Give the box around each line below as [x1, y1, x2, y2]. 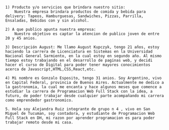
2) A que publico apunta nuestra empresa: [5, 27, 96, 32]
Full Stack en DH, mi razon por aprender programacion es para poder [5, 115, 155, 120]
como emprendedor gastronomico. [5, 98, 73, 103]
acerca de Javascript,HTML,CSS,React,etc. [5, 67, 96, 72]
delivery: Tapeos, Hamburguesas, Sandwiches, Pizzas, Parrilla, [5, 14, 144, 19]
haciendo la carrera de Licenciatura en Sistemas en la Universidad [5, 49, 153, 54]
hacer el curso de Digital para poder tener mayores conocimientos [5, 62, 151, 67]
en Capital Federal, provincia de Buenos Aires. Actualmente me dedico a [5, 80, 164, 85]
